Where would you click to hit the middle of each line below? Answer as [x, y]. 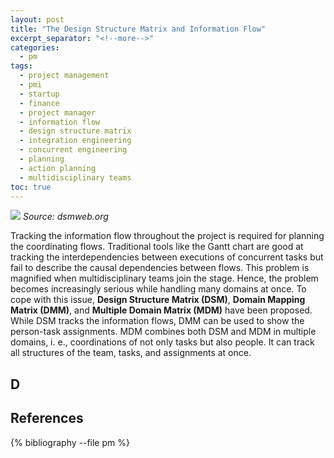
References [47, 418]
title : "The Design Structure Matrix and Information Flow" [138, 29]
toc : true [31, 187]
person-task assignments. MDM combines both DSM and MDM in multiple [163, 332]
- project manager [58, 112]
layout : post [37, 19]
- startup [39, 94]
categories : [35, 47]
